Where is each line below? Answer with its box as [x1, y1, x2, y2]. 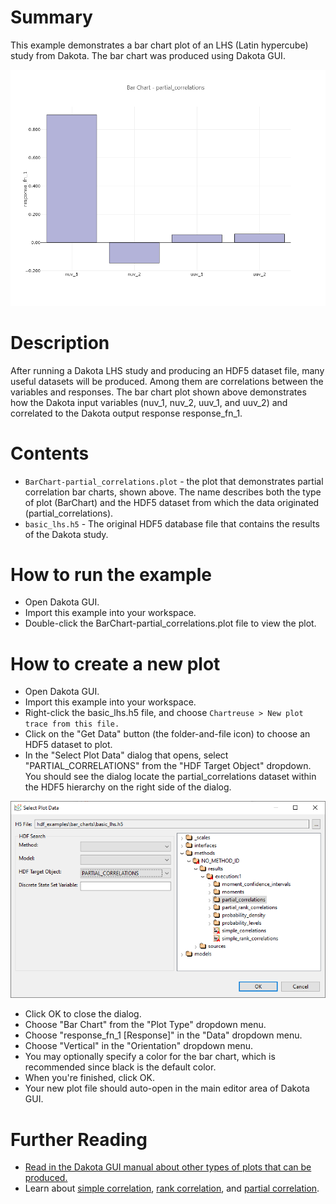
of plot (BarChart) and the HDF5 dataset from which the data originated [24, 496, 320, 508]
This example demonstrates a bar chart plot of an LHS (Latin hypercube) [10, 39, 309, 51]
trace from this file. [24, 719, 120, 730]
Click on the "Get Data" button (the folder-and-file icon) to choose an [24, 728, 311, 740]
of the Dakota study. [24, 528, 109, 540]
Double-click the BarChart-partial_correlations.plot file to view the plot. [24, 617, 317, 630]
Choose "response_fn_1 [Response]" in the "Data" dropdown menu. [24, 1029, 303, 1041]
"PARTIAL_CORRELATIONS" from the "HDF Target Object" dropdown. [24, 760, 312, 772]
